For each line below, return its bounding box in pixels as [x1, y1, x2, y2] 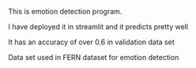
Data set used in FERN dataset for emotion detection [8, 53, 179, 62]
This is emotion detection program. [8, 7, 122, 16]
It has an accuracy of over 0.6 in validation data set [8, 37, 175, 47]
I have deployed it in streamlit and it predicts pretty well [8, 22, 188, 31]
